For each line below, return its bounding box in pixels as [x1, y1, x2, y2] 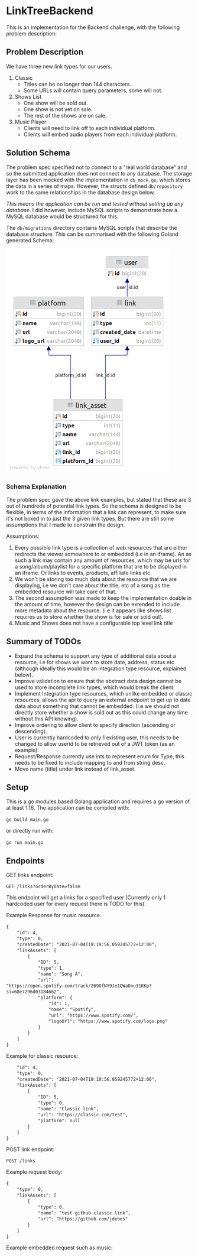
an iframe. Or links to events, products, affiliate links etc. [14, 569, 152, 576]
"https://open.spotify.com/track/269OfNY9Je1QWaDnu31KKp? [6, 983, 152, 989]
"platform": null [37, 1118, 81, 1124]
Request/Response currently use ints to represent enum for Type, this [14, 752, 184, 760]
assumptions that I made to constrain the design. [6, 521, 125, 528]
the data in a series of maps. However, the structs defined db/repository [6, 182, 183, 190]
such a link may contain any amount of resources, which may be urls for [14, 557, 190, 564]
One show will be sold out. [23, 99, 89, 106]
